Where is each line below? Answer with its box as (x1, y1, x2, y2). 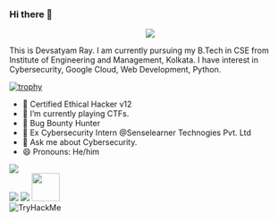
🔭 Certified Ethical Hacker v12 (21, 98, 132, 110)
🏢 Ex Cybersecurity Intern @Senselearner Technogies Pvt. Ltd (21, 127, 252, 138)
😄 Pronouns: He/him (21, 147, 100, 158)
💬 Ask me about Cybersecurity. (21, 137, 138, 148)
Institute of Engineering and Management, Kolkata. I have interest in (9, 55, 259, 65)
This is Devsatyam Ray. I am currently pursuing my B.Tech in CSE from (9, 45, 270, 56)
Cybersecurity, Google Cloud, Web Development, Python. (9, 64, 222, 75)
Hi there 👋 (9, 8, 54, 21)
